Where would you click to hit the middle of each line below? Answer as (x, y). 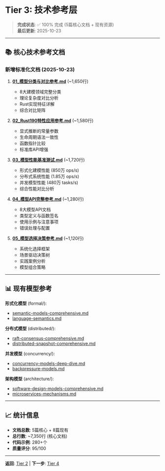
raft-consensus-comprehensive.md (48, 339)
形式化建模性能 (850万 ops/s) (49, 170)
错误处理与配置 (35, 228)
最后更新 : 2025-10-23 (39, 30)
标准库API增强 (34, 149)
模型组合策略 (32, 267)
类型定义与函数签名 (39, 215)
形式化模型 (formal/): (26, 303)
